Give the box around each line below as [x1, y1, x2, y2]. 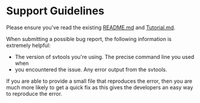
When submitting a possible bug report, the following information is [6, 35, 172, 42]
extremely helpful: [6, 42, 51, 49]
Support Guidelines [6, 4, 104, 18]
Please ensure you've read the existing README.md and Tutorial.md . [6, 24, 176, 31]
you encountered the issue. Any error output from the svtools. [14, 65, 167, 73]
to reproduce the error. [6, 90, 63, 97]
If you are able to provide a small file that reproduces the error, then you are [6, 77, 193, 85]
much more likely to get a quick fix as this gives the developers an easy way [6, 83, 193, 90]
